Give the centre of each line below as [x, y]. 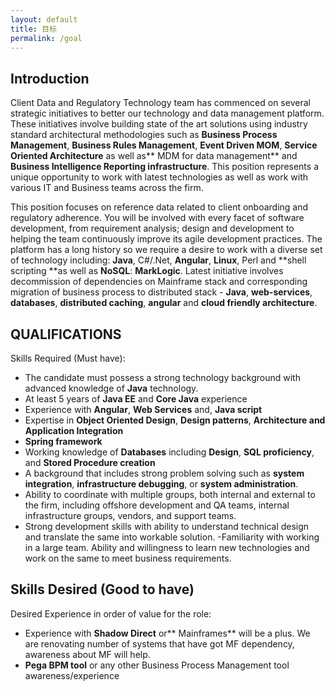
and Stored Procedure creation [90, 462]
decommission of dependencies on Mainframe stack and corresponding [159, 282]
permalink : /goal [46, 38]
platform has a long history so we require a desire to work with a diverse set [166, 250]
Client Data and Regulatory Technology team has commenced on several [160, 103]
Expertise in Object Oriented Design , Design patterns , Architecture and [175, 420]
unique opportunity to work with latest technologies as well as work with [159, 177]
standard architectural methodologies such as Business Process [144, 135]
